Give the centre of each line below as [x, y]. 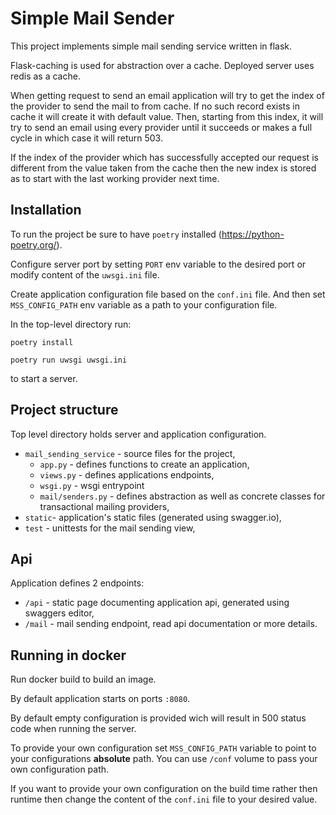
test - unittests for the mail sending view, [110, 528]
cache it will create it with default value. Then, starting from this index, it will [167, 116]
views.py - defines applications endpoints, [127, 474]
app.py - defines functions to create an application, [144, 464]
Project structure [64, 410]
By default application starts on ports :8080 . [100, 699]
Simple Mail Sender [92, 18]
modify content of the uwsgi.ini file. [85, 274]
